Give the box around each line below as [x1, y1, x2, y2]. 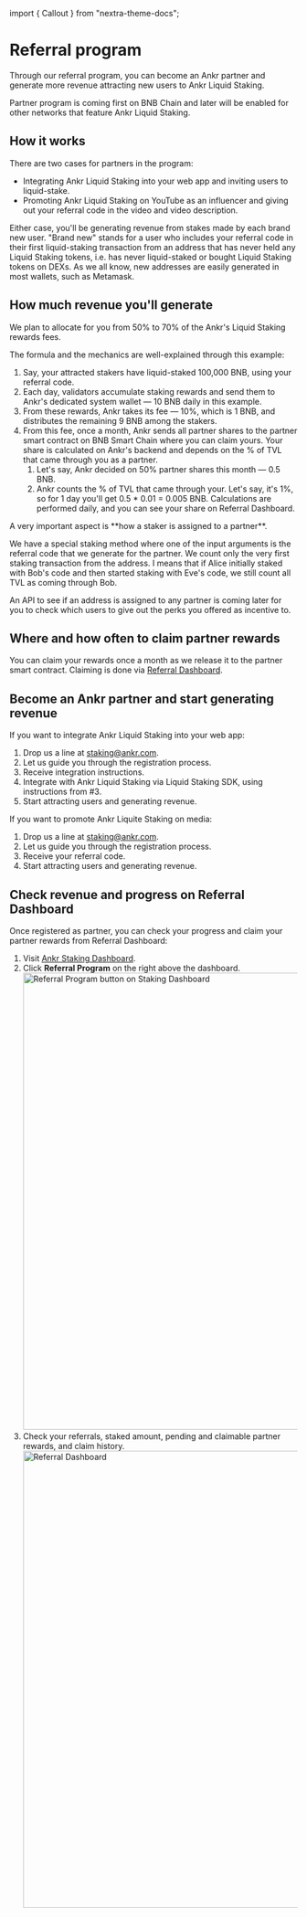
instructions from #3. [22, 786, 102, 798]
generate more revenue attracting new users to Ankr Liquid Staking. [9, 79, 265, 90]
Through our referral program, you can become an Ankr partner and [9, 69, 266, 80]
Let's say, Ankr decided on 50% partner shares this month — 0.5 [36, 463, 281, 474]
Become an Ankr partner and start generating [9, 691, 274, 706]
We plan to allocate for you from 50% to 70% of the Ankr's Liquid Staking [9, 322, 286, 333]
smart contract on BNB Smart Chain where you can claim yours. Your [22, 434, 283, 446]
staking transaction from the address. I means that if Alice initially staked [9, 557, 283, 568]
